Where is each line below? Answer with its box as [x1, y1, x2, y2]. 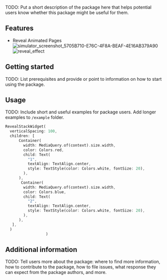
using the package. [5, 81, 45, 87]
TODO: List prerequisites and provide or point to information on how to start [5, 76, 162, 82]
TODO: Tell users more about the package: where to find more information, [5, 258, 160, 265]
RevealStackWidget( [5, 124, 46, 129]
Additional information [5, 245, 77, 254]
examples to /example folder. [5, 114, 64, 120]
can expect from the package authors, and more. [5, 269, 107, 275]
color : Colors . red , [23, 148, 64, 153]
